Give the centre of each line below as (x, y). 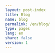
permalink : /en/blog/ (28, 24)
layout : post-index (25, 10)
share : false (19, 38)
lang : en (14, 33)
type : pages (17, 29)
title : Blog (17, 15)
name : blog (16, 19)
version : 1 (16, 43)
